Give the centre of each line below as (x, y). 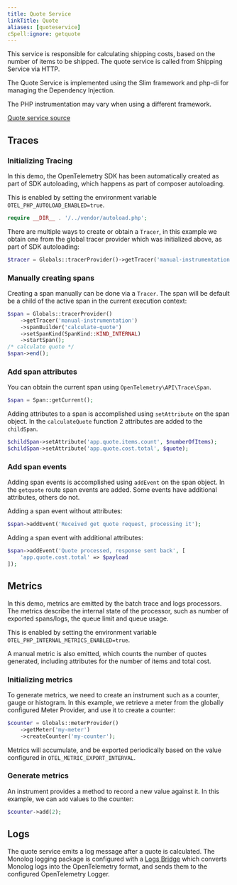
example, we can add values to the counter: (71, 799)
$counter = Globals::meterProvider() (63, 723)
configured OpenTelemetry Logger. (59, 874)
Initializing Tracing (40, 161)
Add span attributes (43, 372)
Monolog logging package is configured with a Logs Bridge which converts (117, 859)
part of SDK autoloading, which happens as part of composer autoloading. (116, 183)
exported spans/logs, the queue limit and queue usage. (88, 618)
